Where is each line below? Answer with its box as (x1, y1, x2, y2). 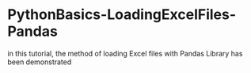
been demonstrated (7, 57, 72, 67)
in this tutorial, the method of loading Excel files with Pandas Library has (7, 48, 243, 58)
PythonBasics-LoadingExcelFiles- (7, 6, 237, 24)
